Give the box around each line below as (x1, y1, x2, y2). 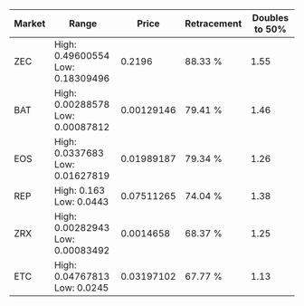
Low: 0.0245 (53, 282, 109, 293)
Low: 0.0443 (53, 196, 109, 207)
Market (14, 17, 46, 30)
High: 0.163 (53, 185, 106, 196)
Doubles (252, 12, 290, 24)
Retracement (185, 17, 242, 30)
